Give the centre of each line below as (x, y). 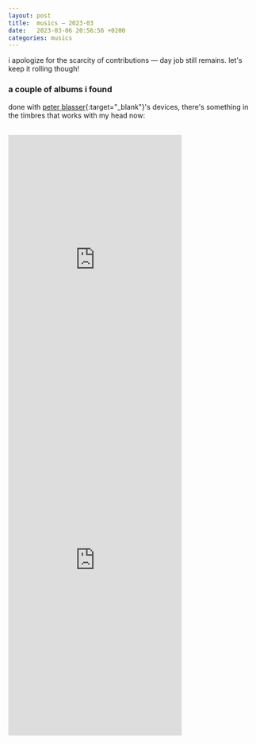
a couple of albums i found (60, 90)
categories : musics (40, 38)
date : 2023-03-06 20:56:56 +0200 (67, 30)
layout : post (30, 15)
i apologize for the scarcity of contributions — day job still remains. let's (126, 60)
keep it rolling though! (44, 69)
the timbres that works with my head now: (76, 115)
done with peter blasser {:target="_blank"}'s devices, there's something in (128, 107)
